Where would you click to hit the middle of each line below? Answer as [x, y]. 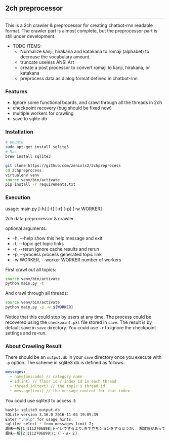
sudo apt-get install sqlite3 [37, 147]
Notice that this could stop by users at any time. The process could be [78, 317]
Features [16, 91]
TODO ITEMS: [27, 46]
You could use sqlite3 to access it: [41, 400]
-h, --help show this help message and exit [57, 238]
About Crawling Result [34, 346]
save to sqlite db [30, 119]
